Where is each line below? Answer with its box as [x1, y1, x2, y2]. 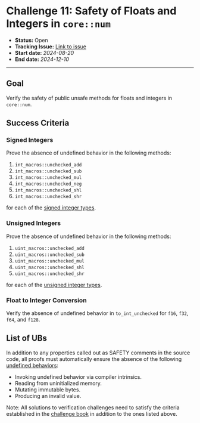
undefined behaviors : [6, 362, 58, 369]
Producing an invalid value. [14, 392, 82, 399]
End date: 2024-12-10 [14, 55, 70, 63]
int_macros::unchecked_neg [14, 181, 82, 187]
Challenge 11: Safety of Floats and [6, 4, 177, 18]
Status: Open [14, 36, 49, 44]
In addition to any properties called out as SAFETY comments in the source [6, 349, 190, 356]
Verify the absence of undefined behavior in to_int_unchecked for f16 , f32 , [6, 310, 189, 317]
